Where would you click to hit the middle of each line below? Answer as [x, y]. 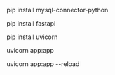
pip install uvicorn [32, 37]
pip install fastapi [31, 23]
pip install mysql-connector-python [57, 10]
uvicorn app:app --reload [43, 64]
